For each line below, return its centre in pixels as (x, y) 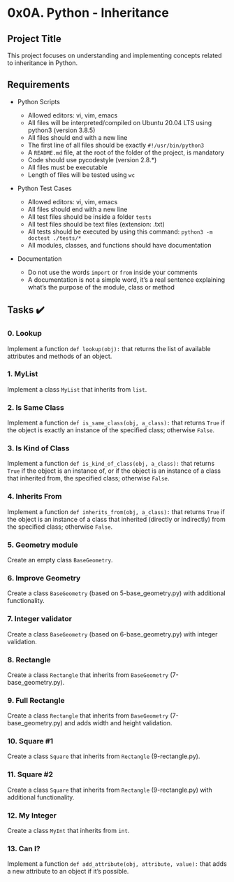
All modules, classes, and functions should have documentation (119, 245)
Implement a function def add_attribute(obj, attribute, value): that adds (117, 864)
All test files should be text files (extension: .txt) (96, 224)
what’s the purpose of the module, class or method (101, 287)
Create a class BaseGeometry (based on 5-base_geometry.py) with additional (116, 593)
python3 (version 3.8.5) (61, 130)
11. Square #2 (30, 774)
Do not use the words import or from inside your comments (112, 272)
